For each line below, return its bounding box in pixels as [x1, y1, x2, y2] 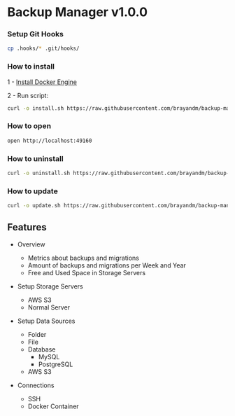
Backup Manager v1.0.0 [7, 4, 148, 20]
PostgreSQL [38, 360, 73, 368]
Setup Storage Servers [17, 282, 83, 291]
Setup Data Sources [17, 317, 76, 325]
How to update [7, 186, 58, 196]
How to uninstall [7, 153, 64, 163]
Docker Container [27, 402, 79, 410]
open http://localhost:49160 [7, 137, 92, 144]
